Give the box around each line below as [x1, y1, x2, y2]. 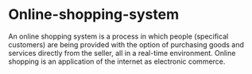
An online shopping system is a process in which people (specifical [8, 31, 229, 41]
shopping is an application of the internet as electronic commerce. [8, 57, 226, 66]
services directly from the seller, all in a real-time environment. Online [8, 48, 236, 57]
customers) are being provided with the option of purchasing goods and [8, 39, 245, 49]
